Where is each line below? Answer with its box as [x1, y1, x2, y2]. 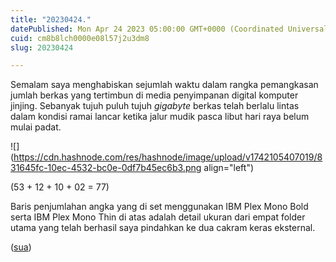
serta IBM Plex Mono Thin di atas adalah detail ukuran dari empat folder [10, 211, 306, 223]
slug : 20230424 [10, 42, 74, 53]
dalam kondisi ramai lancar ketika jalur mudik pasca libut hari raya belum [10, 111, 310, 123]
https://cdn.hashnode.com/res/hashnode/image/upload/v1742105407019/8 [13, 151, 323, 163]
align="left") [203, 162, 255, 174]
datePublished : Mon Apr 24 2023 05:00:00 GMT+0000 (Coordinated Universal [10, 24, 329, 34]
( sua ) [10, 241, 32, 253]
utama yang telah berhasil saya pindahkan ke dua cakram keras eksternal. [10, 222, 316, 234]
